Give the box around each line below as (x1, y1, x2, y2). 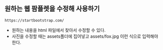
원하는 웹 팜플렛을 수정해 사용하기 (4, 4, 100, 13)
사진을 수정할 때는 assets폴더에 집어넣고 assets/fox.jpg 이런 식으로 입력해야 (11, 33, 158, 39)
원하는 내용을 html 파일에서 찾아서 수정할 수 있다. (11, 27, 106, 33)
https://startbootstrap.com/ (4, 18, 64, 23)
